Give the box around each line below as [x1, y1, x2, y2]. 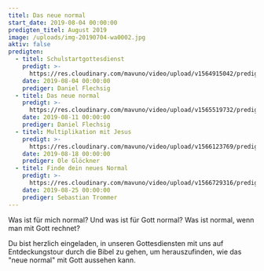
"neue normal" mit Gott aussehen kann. [8, 255, 136, 265]
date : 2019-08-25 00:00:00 [22, 186, 111, 194]
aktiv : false [8, 41, 51, 49]
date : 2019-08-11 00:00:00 [22, 114, 111, 121]
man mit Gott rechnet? [8, 223, 81, 233]
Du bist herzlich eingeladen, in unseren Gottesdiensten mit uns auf [8, 238, 224, 248]
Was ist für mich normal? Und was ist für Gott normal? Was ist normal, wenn [8, 215, 255, 224]
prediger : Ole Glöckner [22, 157, 101, 165]
